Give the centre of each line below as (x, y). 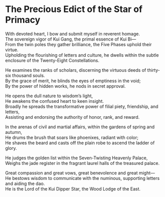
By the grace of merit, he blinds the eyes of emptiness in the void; (73, 81)
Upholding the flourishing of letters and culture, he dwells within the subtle (82, 55)
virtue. (12, 50)
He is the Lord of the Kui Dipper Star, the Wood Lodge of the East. (73, 188)
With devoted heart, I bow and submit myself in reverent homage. (72, 34)
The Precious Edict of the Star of (74, 9)
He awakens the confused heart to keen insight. (54, 101)
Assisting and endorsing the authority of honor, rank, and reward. (72, 117)
